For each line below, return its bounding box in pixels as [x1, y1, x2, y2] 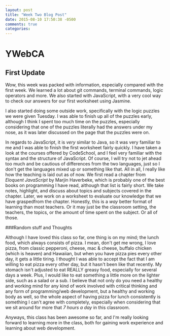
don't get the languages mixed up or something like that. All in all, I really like [5, 166, 165, 173]
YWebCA [5, 48, 45, 60]
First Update [5, 68, 46, 77]
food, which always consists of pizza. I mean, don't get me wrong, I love [5, 240, 156, 246]
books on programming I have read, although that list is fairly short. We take [5, 182, 164, 188]
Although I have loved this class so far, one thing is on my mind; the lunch [5, 234, 159, 241]
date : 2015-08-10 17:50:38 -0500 [5, 17, 76, 22]
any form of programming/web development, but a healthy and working [5, 288, 155, 294]
